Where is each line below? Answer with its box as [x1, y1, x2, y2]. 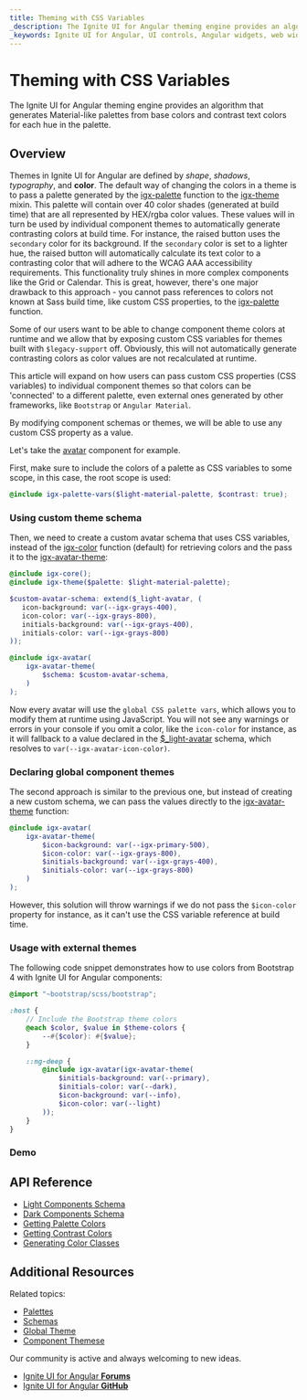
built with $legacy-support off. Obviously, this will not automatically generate [9, 344, 297, 355]
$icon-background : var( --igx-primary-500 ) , [42, 840, 210, 850]
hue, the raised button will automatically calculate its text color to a [9, 248, 261, 259]
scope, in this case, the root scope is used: [9, 472, 172, 483]
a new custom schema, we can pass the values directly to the [9, 796, 242, 807]
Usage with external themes [9, 941, 137, 954]
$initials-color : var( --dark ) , [58, 1082, 178, 1092]
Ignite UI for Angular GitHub [22, 1380, 129, 1391]
